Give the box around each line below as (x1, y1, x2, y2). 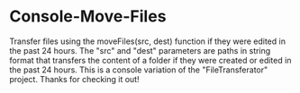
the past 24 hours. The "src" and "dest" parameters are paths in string (9, 45, 271, 55)
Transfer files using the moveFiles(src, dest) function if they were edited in (9, 36, 286, 46)
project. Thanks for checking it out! (9, 73, 140, 84)
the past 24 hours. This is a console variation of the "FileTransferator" (9, 64, 268, 75)
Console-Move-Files (9, 6, 167, 27)
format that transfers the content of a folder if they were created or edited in (9, 55, 292, 65)
